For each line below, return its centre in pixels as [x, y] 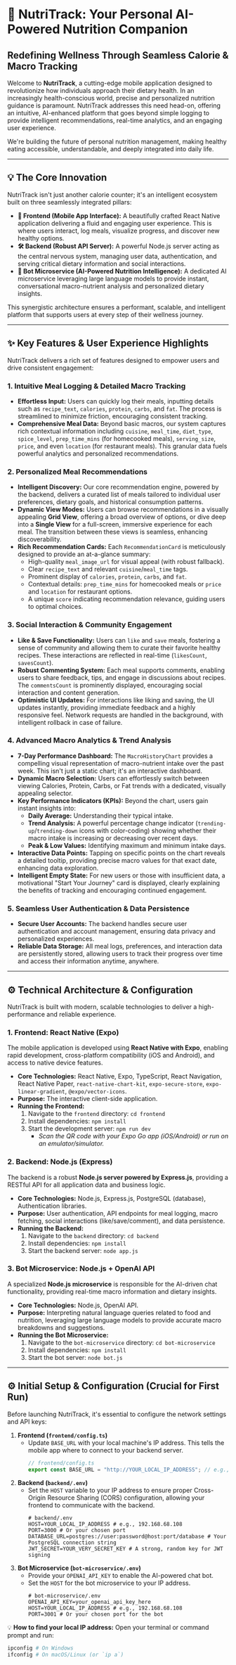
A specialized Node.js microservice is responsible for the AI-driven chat [112, 1284]
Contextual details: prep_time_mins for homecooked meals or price [125, 584]
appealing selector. [45, 793]
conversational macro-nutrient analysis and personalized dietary [111, 286]
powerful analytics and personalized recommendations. [98, 454]
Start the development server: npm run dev [89, 1129]
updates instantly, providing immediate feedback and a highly [106, 707]
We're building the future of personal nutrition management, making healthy [117, 141]
